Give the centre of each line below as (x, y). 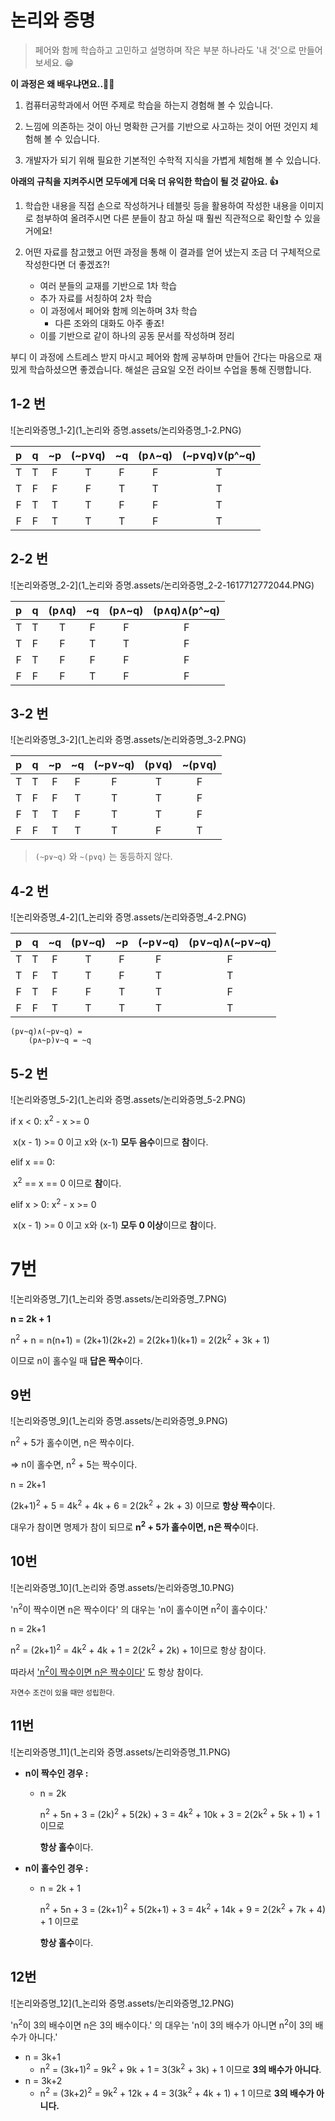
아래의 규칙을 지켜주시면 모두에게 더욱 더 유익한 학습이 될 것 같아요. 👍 (144, 181)
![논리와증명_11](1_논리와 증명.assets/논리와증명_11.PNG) (120, 1752)
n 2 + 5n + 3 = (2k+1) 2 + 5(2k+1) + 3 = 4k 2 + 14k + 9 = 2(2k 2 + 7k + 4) (183, 1908)
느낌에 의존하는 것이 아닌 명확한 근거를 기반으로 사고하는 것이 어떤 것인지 (166, 126)
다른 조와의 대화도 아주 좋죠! (109, 323)
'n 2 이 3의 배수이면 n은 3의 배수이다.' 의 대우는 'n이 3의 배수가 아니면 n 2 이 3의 (161, 2024)
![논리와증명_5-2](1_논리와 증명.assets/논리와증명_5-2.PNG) (128, 1099)
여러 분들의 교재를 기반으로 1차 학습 (108, 285)
